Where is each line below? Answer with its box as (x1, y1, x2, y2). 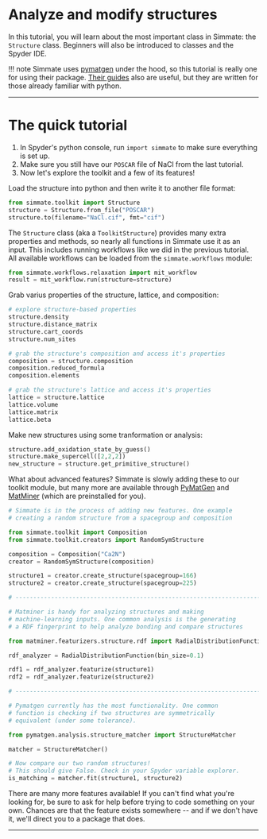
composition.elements (8, 372, 80, 380)
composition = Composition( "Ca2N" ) (8, 550, 126, 558)
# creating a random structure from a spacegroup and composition (8, 514, 233, 522)
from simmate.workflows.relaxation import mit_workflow (8, 269, 197, 276)
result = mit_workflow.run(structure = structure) (8, 276, 172, 284)
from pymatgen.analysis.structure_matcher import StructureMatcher (8, 731, 237, 739)
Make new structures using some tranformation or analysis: (8, 430, 203, 439)
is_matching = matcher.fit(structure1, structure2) (8, 775, 183, 783)
